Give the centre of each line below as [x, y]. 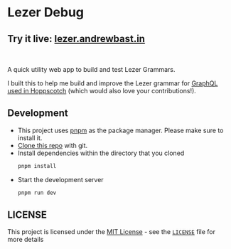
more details [26, 240]
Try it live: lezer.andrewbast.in [76, 39]
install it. [30, 138]
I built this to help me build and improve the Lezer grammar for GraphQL [113, 83]
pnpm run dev [37, 193]
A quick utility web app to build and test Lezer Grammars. [91, 69]
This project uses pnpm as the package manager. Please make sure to [120, 130]
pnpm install [37, 166]
